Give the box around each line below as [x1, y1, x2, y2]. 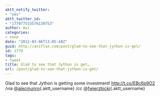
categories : [5, 30, 30, 35]
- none [5, 35, 19, 40]
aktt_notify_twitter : [5, 7, 50, 12]
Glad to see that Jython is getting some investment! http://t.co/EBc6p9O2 [5, 80, 155, 86]
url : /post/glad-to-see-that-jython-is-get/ [5, 67, 99, 72]
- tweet [5, 58, 21, 63]
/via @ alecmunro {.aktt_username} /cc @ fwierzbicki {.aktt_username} [5, 86, 145, 91]
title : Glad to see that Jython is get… [5, 62, 90, 67]
